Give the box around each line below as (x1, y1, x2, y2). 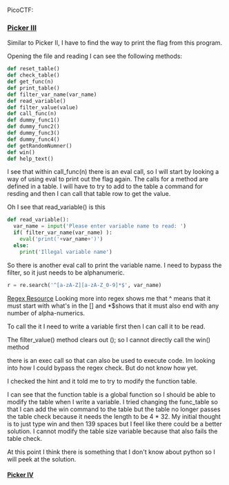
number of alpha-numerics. (7, 308, 85, 317)
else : (13, 241, 30, 249)
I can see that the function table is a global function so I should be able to (7, 390, 216, 399)
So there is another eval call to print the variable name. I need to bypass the (7, 261, 222, 269)
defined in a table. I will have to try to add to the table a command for (7, 182, 203, 190)
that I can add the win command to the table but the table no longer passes (7, 405, 221, 413)
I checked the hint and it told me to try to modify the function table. (7, 377, 198, 385)
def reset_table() (7, 66, 60, 72)
